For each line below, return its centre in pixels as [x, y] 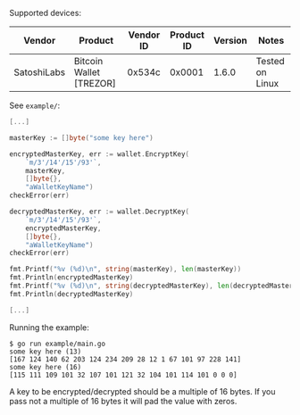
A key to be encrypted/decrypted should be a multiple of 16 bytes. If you [142, 391]
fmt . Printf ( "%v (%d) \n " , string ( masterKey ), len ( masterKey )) [125, 270]
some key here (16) [46, 367]
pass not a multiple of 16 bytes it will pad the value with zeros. [123, 401]
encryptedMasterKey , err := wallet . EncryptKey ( [100, 154]
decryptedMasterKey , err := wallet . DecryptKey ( [100, 212]
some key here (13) [46, 352]
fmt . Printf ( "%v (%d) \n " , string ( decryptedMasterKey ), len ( [121, 286]
